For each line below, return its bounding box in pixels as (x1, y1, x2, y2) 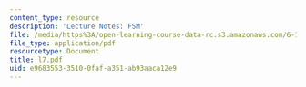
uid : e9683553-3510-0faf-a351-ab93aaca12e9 (9, 64, 178, 73)
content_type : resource (9, 13, 100, 23)
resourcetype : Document (9, 47, 100, 56)
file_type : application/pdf (9, 38, 117, 48)
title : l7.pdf (9, 55, 64, 64)
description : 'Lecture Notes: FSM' (9, 22, 145, 31)
